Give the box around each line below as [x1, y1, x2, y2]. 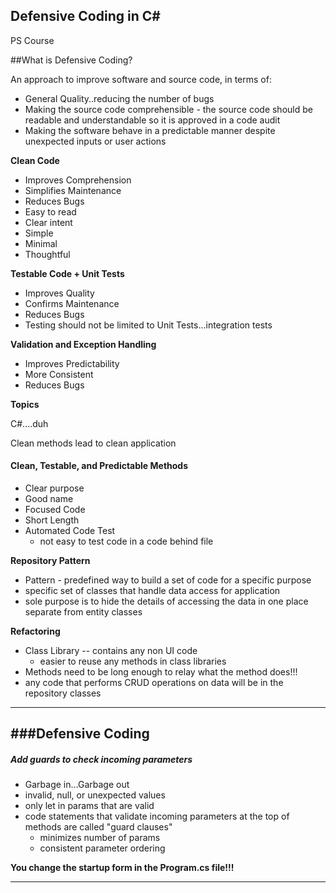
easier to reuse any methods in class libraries [39, 655, 227, 668]
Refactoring [10, 625, 61, 638]
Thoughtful [24, 248, 71, 260]
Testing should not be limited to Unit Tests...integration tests [24, 319, 273, 331]
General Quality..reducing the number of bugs [24, 92, 215, 104]
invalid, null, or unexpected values [24, 789, 166, 801]
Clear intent [24, 216, 73, 228]
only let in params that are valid [24, 800, 155, 812]
